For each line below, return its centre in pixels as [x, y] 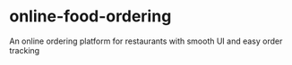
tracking [25, 50]
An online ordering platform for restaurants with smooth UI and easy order [146, 41]
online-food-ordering [90, 16]
